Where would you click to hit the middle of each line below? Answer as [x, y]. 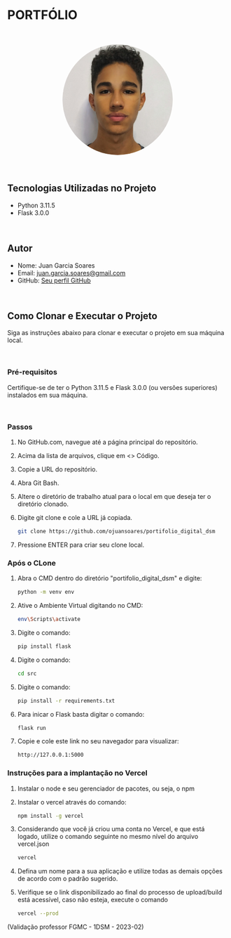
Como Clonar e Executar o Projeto [82, 316]
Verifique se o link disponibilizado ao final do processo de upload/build [120, 892]
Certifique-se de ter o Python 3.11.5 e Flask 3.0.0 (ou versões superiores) [112, 387]
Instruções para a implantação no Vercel [78, 773]
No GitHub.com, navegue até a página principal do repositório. [107, 442]
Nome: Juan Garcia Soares [56, 265]
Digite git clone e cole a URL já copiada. [75, 517]
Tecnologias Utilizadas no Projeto [82, 189]
